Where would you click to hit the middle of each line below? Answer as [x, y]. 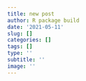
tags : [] [20, 46]
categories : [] [29, 40]
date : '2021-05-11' [36, 27]
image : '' [22, 66]
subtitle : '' [26, 60]
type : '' [20, 54]
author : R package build [43, 20]
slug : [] [20, 33]
